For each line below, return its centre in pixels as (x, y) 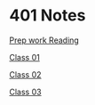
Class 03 (25, 92)
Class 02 (25, 74)
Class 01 (24, 57)
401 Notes (47, 16)
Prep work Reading (44, 40)
